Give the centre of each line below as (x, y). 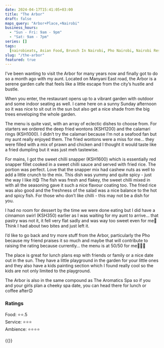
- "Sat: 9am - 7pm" (29, 37)
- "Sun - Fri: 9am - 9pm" (36, 32)
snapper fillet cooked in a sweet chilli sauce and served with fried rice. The (81, 164)
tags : (10, 46)
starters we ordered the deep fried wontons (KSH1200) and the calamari (78, 129)
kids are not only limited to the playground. (48, 271)
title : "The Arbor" (25, 14)
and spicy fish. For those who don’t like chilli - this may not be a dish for (77, 196)
